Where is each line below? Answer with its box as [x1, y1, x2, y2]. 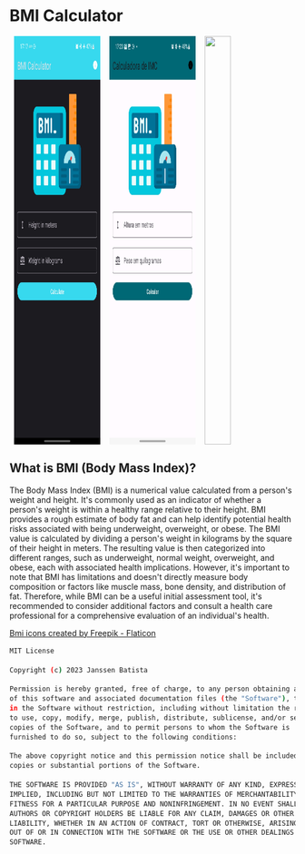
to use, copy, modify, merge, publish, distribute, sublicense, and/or [9, 713, 286, 722]
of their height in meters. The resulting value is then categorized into [9, 542, 266, 554]
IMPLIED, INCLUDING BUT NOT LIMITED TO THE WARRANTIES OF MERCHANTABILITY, [9, 790, 302, 799]
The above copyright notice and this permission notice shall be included [9, 751, 299, 761]
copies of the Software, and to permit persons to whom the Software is [9, 722, 290, 731]
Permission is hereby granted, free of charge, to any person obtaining [9, 684, 290, 694]
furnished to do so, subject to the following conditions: [9, 732, 238, 741]
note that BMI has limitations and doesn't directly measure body [9, 571, 249, 582]
